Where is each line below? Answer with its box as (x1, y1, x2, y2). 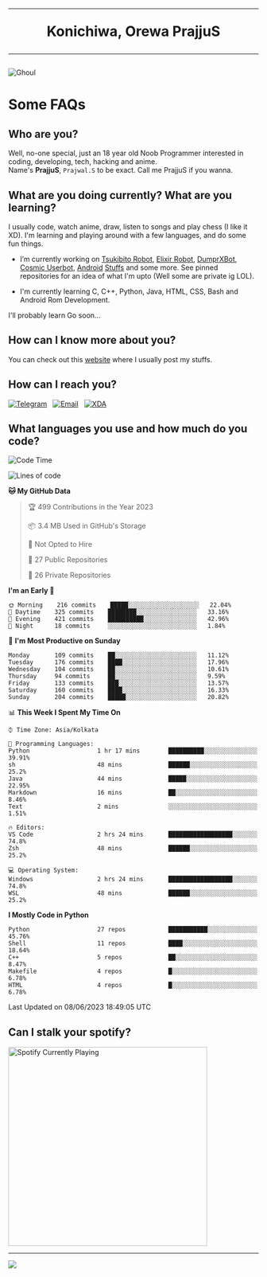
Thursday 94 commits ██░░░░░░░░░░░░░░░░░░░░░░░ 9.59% (8, 673, 226, 681)
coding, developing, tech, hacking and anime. (8, 157, 157, 166)
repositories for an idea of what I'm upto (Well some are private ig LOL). (19, 271, 254, 280)
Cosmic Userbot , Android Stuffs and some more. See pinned (19, 263, 219, 272)
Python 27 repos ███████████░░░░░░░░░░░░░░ (8, 926, 258, 934)
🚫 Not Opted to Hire (27, 540, 93, 549)
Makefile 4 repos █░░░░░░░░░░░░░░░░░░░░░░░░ (8, 967, 258, 975)
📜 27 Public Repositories (27, 555, 108, 564)
